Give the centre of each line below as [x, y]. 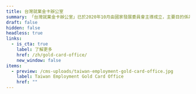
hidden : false [23, 28]
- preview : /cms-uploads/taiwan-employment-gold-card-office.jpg [92, 71]
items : [14, 66]
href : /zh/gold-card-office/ [52, 55]
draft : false [22, 22]
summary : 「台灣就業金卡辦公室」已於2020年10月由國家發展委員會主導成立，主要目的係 [97, 17]
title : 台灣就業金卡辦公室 [35, 11]
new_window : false [39, 60]
